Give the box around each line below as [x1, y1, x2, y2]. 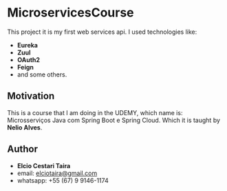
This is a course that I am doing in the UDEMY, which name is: [7, 108, 183, 117]
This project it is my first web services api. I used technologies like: [7, 28, 197, 36]
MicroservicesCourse [7, 5, 134, 21]
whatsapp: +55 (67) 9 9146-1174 [17, 176, 109, 184]
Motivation [7, 90, 55, 102]
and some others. [17, 70, 67, 79]
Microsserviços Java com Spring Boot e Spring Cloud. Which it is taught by [7, 116, 221, 124]
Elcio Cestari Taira [17, 161, 71, 170]
